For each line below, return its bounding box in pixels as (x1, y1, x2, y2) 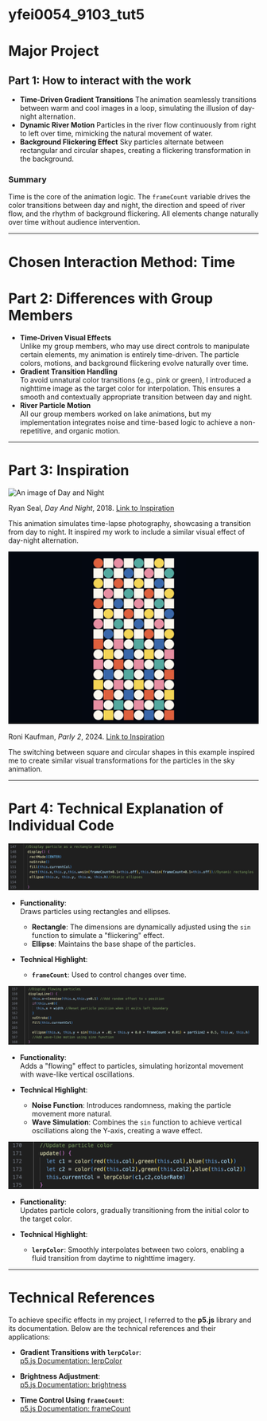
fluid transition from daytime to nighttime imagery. (31, 1253, 196, 1262)
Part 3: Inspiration (8, 461, 130, 479)
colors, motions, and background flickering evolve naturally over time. (19, 358, 249, 367)
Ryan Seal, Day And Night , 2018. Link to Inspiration (8, 503, 175, 512)
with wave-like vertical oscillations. (19, 1070, 135, 1079)
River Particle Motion (19, 400, 91, 410)
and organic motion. (54, 426, 121, 435)
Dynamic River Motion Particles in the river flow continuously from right (19, 120, 257, 130)
